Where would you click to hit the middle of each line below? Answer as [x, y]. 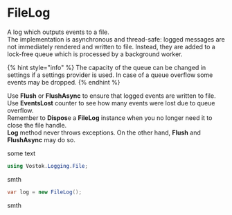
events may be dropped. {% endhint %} [64, 82]
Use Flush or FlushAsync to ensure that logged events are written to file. [111, 96]
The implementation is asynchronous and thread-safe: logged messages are [116, 39]
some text [21, 153]
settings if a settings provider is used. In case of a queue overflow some [110, 75]
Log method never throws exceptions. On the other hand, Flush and [104, 132]
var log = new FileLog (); [44, 192]
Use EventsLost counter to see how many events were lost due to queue [111, 103]
